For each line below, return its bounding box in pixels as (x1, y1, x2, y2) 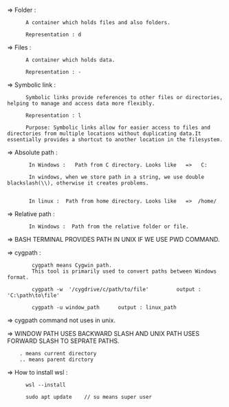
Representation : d (25, 31, 81, 38)
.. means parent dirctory (19, 356, 94, 363)
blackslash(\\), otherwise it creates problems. (7, 180, 149, 187)
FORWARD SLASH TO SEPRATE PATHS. (7, 337, 120, 345)
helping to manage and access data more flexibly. (7, 100, 155, 107)
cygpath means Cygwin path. (32, 262, 112, 269)
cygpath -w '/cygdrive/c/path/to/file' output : (32, 286, 201, 293)
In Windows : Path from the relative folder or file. (28, 223, 189, 230)
